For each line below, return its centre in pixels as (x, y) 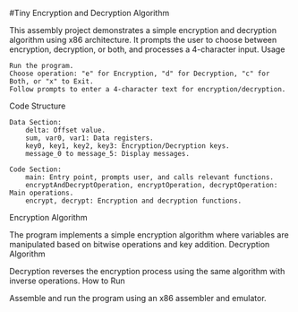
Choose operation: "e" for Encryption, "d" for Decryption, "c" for (140, 74)
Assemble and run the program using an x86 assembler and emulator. (138, 298)
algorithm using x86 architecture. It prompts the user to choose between (143, 40)
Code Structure (38, 106)
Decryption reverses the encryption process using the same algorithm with (147, 271)
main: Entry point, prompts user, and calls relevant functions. (150, 178)
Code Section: (36, 169)
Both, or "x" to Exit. (51, 82)
